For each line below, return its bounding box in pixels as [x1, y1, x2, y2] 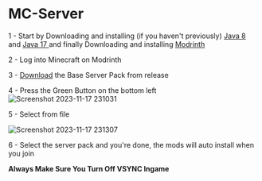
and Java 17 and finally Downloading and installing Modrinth [8, 39, 205, 48]
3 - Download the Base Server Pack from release [8, 70, 169, 79]
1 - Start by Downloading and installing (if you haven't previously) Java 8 [8, 31, 246, 40]
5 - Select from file [8, 109, 70, 119]
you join [8, 148, 34, 158]
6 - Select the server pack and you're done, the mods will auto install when [8, 140, 255, 149]
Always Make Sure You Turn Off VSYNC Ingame [8, 164, 170, 173]
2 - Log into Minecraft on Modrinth [8, 55, 122, 64]
